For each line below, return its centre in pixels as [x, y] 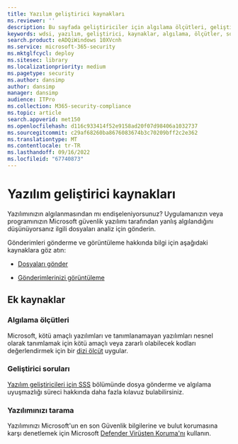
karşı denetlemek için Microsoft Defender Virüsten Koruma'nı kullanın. [109, 433]
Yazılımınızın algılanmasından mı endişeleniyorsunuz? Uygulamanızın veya [115, 213]
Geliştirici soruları [39, 369]
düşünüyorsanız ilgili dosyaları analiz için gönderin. [81, 228]
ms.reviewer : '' [31, 21]
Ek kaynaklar [36, 300]
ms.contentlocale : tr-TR [44, 146]
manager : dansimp [33, 93]
